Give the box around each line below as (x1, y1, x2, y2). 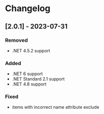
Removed (5, 37, 28, 44)
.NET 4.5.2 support (12, 48, 50, 53)
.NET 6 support (12, 71, 43, 77)
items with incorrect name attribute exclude (12, 104, 100, 110)
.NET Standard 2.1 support (12, 76, 65, 82)
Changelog (5, 3, 51, 14)
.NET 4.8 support (12, 81, 47, 87)
